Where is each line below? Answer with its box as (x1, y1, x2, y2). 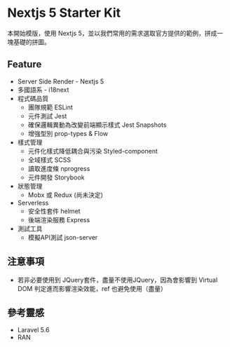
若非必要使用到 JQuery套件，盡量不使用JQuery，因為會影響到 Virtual (17, 275, 218, 284)
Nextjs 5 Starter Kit (7, 5, 121, 21)
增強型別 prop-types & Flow (27, 129, 109, 137)
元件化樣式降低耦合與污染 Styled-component (27, 147, 158, 155)
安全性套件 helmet (27, 207, 81, 215)
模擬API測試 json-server (27, 233, 98, 241)
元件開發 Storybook (27, 173, 85, 182)
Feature (7, 58, 42, 71)
